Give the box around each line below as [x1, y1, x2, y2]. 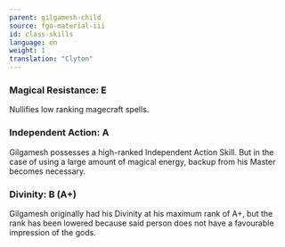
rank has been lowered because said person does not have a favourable [9, 218, 274, 228]
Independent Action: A [9, 127, 110, 139]
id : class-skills [9, 29, 74, 38]
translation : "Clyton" [9, 54, 94, 63]
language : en [9, 37, 58, 47]
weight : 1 [9, 46, 46, 55]
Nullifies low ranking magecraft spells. [9, 104, 150, 115]
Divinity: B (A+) [9, 188, 77, 201]
